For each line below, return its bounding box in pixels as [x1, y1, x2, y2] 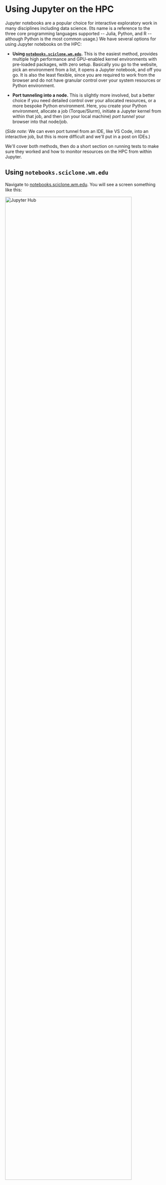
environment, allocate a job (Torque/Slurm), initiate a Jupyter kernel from [12, 108, 162, 114]
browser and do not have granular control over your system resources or [12, 77, 161, 83]
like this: [5, 187, 22, 193]
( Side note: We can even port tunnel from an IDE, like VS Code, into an [5, 128, 149, 134]
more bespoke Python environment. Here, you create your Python [12, 103, 147, 109]
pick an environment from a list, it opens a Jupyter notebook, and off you [12, 66, 162, 73]
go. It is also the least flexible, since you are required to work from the [12, 72, 155, 78]
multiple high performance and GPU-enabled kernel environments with [12, 56, 157, 62]
